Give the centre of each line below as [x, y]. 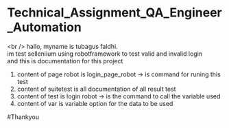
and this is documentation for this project [65, 61]
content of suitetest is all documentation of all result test [96, 89]
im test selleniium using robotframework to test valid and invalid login [105, 54]
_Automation [45, 27]
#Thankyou [23, 117]
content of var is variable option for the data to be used [95, 103]
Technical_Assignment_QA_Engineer [115, 13]
